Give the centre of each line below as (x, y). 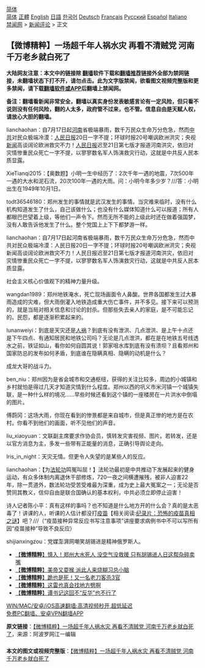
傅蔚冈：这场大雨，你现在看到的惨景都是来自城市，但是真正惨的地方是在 (97, 415)
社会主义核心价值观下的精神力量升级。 (54, 281)
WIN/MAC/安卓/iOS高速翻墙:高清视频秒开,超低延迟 (70, 606)
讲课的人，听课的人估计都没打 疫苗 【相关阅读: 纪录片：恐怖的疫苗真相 (109, 513)
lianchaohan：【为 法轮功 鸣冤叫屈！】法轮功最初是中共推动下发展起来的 (95, 469)
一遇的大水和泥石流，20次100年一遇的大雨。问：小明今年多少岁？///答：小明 (103, 181)
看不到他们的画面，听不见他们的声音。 (70, 422)
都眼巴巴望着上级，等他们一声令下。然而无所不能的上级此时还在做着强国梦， (103, 217)
